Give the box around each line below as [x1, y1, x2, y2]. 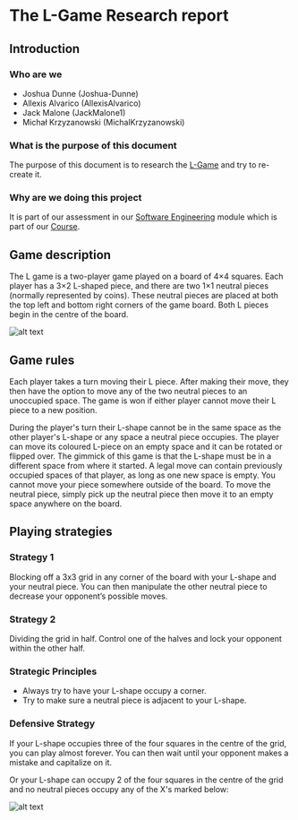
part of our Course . [9, 221, 81, 232]
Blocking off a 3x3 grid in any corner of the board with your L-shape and [9, 571, 277, 583]
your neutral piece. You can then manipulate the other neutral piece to [9, 581, 268, 591]
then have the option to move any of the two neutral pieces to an [9, 386, 248, 397]
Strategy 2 [9, 613, 56, 626]
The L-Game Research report [9, 5, 229, 26]
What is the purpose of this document [9, 139, 177, 151]
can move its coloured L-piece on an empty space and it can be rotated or [9, 441, 284, 453]
